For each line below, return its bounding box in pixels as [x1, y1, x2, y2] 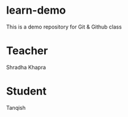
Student [6, 84, 47, 98]
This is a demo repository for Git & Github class [6, 23, 122, 30]
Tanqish [6, 104, 26, 111]
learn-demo [6, 4, 66, 17]
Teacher [6, 44, 48, 58]
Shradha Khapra [6, 64, 46, 71]
